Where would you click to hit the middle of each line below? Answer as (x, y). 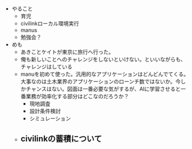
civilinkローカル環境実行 (50, 23)
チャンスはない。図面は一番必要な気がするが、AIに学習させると (103, 89)
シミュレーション (50, 118)
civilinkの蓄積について (61, 139)
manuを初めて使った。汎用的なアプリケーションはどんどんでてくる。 (105, 74)
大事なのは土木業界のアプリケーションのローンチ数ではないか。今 (101, 81)
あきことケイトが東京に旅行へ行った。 (67, 52)
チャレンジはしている (46, 67)
